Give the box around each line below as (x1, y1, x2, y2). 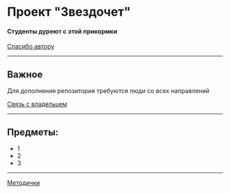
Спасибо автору (7, 42, 55, 51)
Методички (7, 179, 40, 187)
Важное (7, 68, 43, 80)
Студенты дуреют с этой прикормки (7, 27, 118, 35)
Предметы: (7, 126, 59, 138)
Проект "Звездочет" (7, 4, 131, 20)
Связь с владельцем (7, 100, 67, 108)
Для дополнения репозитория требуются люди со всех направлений (7, 87, 210, 95)
